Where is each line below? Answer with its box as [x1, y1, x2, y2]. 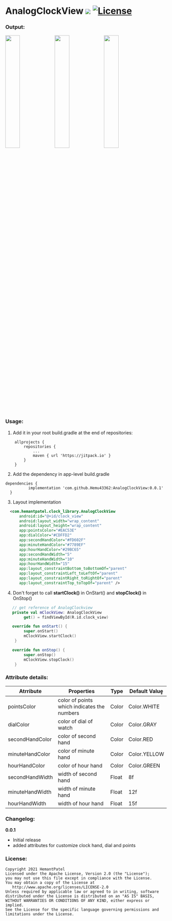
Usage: [5, 418, 24, 425]
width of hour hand [58, 800, 104, 807]
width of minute [58, 785, 96, 792]
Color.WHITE [128, 703, 160, 710]
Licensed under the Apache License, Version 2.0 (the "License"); [5, 871, 150, 876]
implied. [5, 903, 24, 908]
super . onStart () [24, 629, 58, 634]
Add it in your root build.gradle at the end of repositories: [12, 429, 133, 436]
